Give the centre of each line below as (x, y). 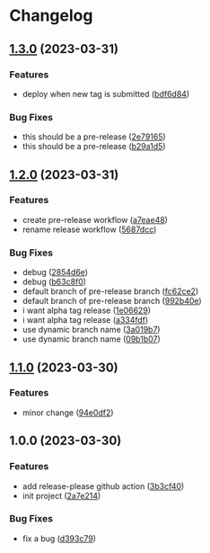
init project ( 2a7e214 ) (61, 495)
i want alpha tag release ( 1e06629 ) (86, 310)
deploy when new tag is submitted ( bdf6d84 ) (106, 94)
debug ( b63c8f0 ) (54, 282)
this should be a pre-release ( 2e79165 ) (94, 137)
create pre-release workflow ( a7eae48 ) (95, 219)
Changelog (51, 16)
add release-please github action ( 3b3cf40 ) (103, 486)
